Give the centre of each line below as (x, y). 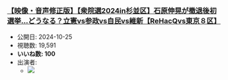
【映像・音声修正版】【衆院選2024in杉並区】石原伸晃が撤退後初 (112, 10)
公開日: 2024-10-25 (45, 37)
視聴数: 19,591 (37, 45)
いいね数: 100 (36, 54)
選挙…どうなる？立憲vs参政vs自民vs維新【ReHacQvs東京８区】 (114, 20)
